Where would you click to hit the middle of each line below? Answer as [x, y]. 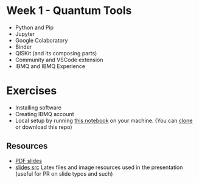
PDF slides [29, 161]
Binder [23, 47]
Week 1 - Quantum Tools [69, 11]
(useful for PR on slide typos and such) [64, 173]
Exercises [32, 91]
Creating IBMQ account [44, 114]
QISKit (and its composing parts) [56, 53]
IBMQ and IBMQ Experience [50, 66]
